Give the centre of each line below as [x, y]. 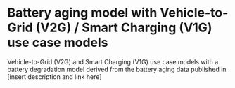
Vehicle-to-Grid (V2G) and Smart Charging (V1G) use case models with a [113, 61]
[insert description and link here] [55, 76]
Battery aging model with [82, 13]
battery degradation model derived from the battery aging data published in [117, 69]
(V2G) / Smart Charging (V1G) [124, 28]
